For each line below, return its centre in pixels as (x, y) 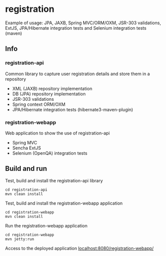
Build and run (26, 169)
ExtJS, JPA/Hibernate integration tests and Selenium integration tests (76, 28)
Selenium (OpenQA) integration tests (50, 153)
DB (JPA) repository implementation (49, 94)
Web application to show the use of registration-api (57, 133)
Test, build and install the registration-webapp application (64, 203)
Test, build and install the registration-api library (54, 180)
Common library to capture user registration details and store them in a (78, 74)
